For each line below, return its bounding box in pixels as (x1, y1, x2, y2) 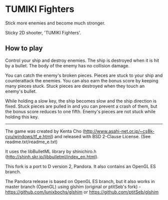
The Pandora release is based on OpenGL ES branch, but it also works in (5, 178, 155, 184)
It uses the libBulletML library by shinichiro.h (5, 148, 96, 154)
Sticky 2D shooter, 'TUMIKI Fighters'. (5, 29, 81, 35)
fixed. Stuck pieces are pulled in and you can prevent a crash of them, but (5, 103, 157, 109)
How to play (5, 44, 43, 53)
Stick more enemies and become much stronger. (5, 20, 105, 26)
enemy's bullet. (5, 88, 37, 94)
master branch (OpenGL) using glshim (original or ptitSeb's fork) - (5, 184, 141, 190)
